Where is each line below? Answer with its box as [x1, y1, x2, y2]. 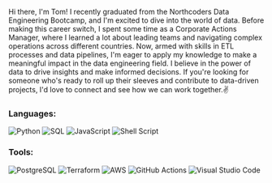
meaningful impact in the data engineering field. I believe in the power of [8, 58, 252, 68]
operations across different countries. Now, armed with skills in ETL [8, 41, 235, 51]
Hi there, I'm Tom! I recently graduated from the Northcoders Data [8, 7, 230, 16]
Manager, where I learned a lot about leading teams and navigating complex [8, 32, 262, 42]
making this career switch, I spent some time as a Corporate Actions [8, 24, 237, 33]
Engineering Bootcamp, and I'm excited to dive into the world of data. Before [8, 15, 265, 25]
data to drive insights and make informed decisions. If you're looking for [8, 67, 249, 76]
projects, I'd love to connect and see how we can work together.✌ [8, 85, 229, 94]
